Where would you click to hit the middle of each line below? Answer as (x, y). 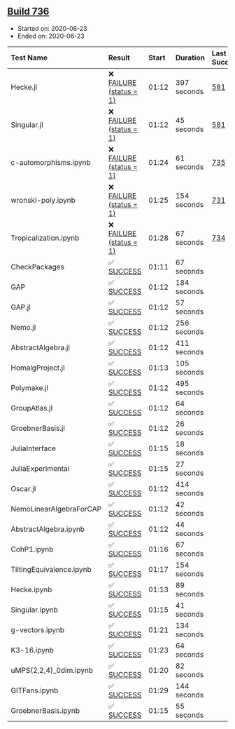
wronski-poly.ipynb (43, 200)
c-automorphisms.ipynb (51, 162)
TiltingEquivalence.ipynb (51, 569)
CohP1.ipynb (32, 549)
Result (119, 58)
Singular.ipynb (34, 610)
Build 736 (28, 12)
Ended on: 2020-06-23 (51, 36)
